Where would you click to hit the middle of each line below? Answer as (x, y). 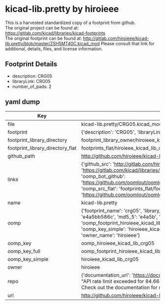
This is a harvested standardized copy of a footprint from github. (70, 23)
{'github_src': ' (97, 164)
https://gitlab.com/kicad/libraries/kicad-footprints (55, 33)
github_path (21, 156)
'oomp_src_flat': (99, 189)
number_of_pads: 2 (32, 86)
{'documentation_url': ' (107, 275)
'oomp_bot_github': (103, 176)
